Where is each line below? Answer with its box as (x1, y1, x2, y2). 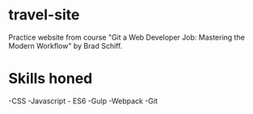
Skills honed (8, 70, 93, 88)
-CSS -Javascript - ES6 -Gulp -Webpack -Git (8, 95, 158, 106)
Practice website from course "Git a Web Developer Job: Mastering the (8, 32, 245, 42)
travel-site (8, 6, 80, 24)
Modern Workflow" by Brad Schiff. (8, 40, 123, 50)
